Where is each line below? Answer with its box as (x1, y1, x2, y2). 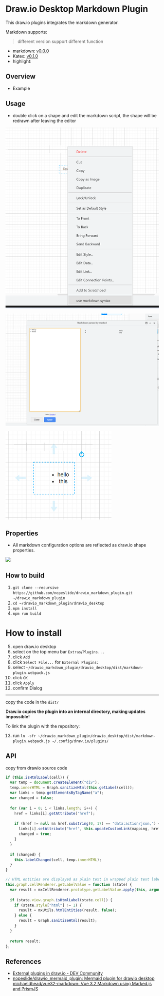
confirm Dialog (12, 685, 43, 691)
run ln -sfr (12, 732, 36, 738)
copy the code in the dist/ (5, 699, 59, 705)
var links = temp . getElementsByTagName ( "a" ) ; (10, 791, 104, 795)
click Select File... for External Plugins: (12, 659, 99, 665)
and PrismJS (12, 986, 38, 992)
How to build (5, 571, 45, 580)
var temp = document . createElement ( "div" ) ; (10, 780, 99, 785)
